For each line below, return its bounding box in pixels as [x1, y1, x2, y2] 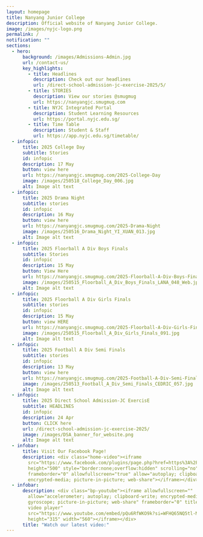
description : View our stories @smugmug [33, 93, 137, 99]
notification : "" [6, 37, 50, 43]
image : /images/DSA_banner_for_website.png [22, 432, 134, 438]
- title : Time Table [28, 122, 80, 128]
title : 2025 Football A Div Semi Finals [22, 347, 126, 353]
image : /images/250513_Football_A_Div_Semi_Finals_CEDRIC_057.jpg [22, 381, 193, 387]
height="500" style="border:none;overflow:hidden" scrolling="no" [28, 465, 199, 472]
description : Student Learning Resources [33, 110, 139, 116]
